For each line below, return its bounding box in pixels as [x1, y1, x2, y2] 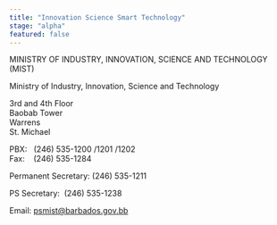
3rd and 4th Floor [9, 98, 74, 109]
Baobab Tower [9, 108, 63, 119]
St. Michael [9, 127, 51, 137]
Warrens [9, 117, 41, 128]
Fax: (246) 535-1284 [9, 154, 92, 164]
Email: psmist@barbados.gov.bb [9, 205, 129, 216]
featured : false [9, 29, 70, 38]
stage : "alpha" [9, 21, 66, 30]
